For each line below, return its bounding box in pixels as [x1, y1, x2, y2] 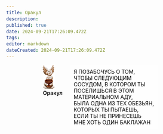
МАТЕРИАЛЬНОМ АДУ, [73, 93, 133, 101]
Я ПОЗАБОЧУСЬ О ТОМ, [73, 68, 136, 75]
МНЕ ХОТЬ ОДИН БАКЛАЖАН [73, 119, 151, 126]
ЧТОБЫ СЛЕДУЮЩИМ [73, 74, 132, 82]
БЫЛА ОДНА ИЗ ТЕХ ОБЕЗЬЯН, [73, 99, 154, 107]
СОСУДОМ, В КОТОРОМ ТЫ [73, 80, 146, 88]
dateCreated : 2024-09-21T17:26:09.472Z [6, 48, 106, 54]
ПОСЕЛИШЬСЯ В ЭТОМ [73, 87, 134, 94]
